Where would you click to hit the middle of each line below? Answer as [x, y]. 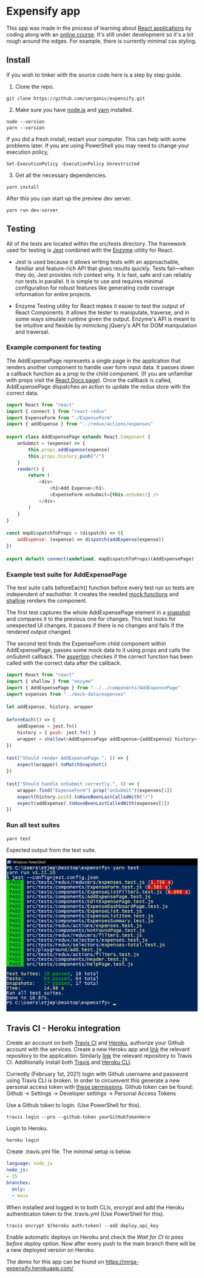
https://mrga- [122, 1262]
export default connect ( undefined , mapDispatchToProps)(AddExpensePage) [100, 559]
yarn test [19, 839]
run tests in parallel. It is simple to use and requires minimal [89, 281]
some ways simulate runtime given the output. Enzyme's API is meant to [105, 319]
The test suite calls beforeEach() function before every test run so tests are [100, 588]
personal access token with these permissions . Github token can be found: [100, 1087]
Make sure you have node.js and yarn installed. [74, 109]
